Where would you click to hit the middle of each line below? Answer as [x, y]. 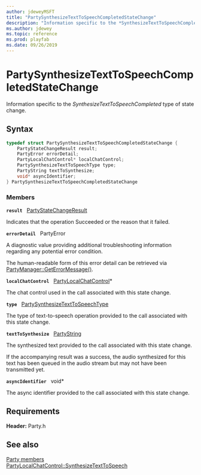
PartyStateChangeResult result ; [57, 148]
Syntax [20, 129]
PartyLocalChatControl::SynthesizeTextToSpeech [67, 465]
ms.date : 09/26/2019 [32, 45]
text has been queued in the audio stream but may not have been [86, 363]
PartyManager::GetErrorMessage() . [50, 269]
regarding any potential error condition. [54, 251]
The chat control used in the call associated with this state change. [89, 292]
